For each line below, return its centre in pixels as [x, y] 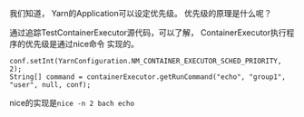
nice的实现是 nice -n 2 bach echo [72, 103]
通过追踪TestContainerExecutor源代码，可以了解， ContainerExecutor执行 [148, 33]
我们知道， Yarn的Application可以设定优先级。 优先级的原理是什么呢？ [141, 13]
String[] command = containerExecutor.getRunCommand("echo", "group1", [147, 77]
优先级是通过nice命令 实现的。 [82, 44]
